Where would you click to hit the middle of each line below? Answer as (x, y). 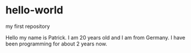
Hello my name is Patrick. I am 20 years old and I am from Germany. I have (95, 37)
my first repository (28, 26)
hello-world (35, 10)
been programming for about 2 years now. (57, 44)
